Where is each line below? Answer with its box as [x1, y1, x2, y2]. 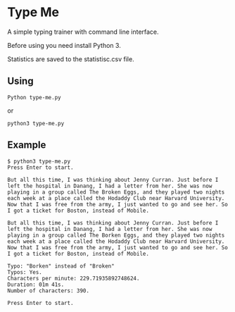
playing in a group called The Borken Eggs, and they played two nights [7, 232, 225, 239]
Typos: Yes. [7, 268, 42, 275]
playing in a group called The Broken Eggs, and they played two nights [7, 188, 225, 196]
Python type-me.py [7, 94, 61, 101]
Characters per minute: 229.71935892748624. [7, 275, 140, 282]
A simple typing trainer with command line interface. [7, 27, 160, 36]
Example [7, 139, 46, 151]
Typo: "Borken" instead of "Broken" [7, 262, 115, 270]
